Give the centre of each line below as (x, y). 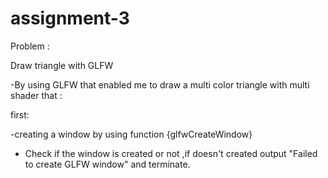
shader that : (36, 95)
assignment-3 (70, 18)
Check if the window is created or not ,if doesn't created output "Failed (171, 153)
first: (20, 114)
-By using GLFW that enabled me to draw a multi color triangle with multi (160, 84)
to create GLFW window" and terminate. (107, 164)
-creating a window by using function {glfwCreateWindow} (131, 134)
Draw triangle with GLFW (62, 65)
